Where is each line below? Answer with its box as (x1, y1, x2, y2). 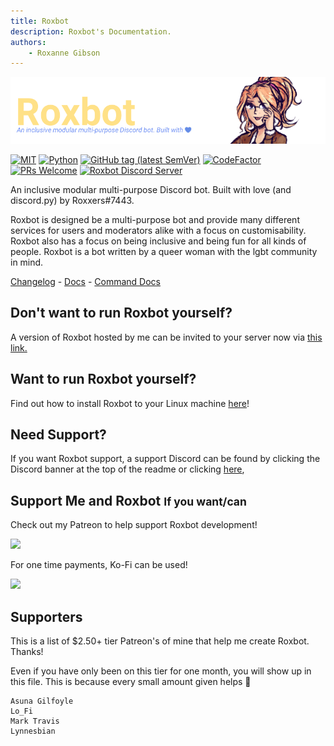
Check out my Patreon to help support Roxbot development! (10, 519, 258, 531)
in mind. (10, 256, 44, 268)
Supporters (10, 608, 83, 625)
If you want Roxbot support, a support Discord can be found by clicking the (10, 453, 321, 465)
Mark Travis (10, 716, 60, 727)
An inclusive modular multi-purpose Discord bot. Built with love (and (10, 183, 292, 195)
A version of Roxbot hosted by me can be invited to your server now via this (10, 331, 323, 343)
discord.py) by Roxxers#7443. (10, 194, 135, 206)
